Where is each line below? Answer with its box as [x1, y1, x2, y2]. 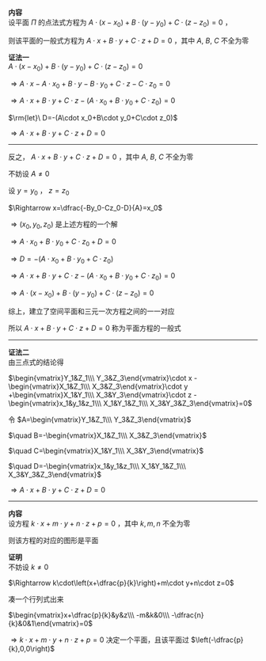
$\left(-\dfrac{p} [191, 635, 244, 644]
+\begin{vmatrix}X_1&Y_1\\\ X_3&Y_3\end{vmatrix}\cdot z [8, 389, 192, 399]
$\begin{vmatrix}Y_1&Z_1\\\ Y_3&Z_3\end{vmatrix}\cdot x [8, 373, 192, 382]
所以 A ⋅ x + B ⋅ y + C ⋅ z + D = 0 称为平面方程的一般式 [8, 323, 181, 332]
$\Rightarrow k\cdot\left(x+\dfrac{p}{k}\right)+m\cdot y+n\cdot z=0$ [8, 578, 234, 587]
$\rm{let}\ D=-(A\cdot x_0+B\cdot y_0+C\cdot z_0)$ [8, 113, 178, 123]
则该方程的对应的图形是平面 [8, 535, 99, 545]
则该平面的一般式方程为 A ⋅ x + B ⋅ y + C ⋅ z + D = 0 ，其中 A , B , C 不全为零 [8, 36, 249, 45]
